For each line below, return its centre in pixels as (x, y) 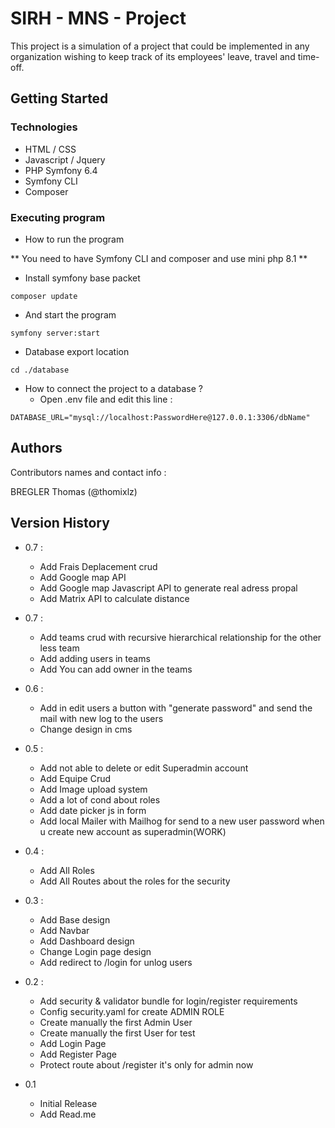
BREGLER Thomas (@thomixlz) (74, 491)
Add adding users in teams (95, 658)
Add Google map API (83, 577)
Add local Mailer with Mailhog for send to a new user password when (182, 821)
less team (59, 648)
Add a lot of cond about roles (100, 799)
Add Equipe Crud (75, 778)
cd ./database (40, 370)
